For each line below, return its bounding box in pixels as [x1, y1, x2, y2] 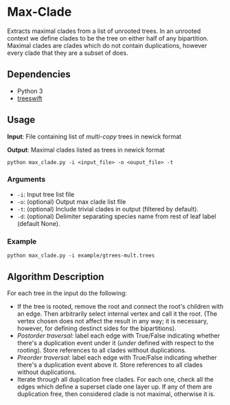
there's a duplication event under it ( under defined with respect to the [16, 338, 214, 347]
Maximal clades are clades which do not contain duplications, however [7, 41, 207, 49]
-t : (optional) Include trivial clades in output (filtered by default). [16, 205, 199, 213]
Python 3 [16, 86, 43, 95]
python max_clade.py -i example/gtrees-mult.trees [7, 252, 155, 259]
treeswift [16, 94, 43, 102]
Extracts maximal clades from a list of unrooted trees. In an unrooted [7, 27, 201, 35]
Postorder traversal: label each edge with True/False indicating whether [16, 331, 220, 340]
